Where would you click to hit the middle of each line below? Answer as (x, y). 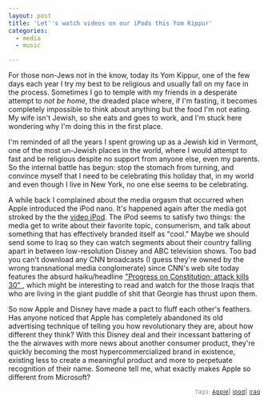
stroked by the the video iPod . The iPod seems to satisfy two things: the (127, 217)
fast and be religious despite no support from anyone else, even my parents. (134, 159)
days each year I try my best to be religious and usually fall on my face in (128, 84)
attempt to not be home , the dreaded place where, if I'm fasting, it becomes (133, 101)
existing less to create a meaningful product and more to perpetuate (121, 361)
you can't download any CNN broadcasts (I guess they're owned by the (126, 260)
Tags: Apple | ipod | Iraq (228, 392)
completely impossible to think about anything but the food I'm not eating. (130, 110)
